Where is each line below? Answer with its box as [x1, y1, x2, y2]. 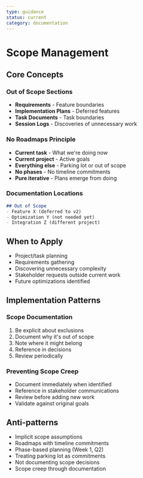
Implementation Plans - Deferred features [14, 107, 120, 115]
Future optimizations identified [14, 278, 90, 285]
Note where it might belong [14, 339, 83, 347]
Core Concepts [6, 70, 64, 80]
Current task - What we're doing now [14, 149, 108, 156]
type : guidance [6, 8, 44, 15]
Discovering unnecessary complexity [14, 265, 107, 272]
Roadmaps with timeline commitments [14, 439, 109, 447]
